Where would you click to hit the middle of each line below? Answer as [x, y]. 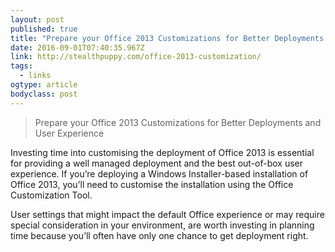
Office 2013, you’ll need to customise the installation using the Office [152, 184]
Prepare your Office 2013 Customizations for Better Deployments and [178, 122]
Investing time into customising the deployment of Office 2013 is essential [162, 152]
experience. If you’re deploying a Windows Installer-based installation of [159, 173]
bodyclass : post [44, 94]
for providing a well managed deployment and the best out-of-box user [157, 163]
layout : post [37, 19]
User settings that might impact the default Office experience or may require [167, 214]
